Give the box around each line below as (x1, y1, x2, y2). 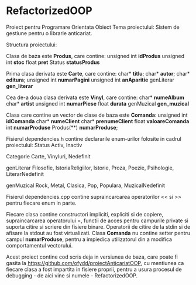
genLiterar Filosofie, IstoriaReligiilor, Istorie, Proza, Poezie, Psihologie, (6, 164, 174, 171)
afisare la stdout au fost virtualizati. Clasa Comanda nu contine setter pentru (6, 229, 191, 236)
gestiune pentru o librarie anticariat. (6, 29, 92, 36)
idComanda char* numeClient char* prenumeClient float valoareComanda (6, 117, 190, 124)
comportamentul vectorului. (6, 242, 73, 249)
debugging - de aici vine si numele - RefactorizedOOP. (6, 272, 138, 279)
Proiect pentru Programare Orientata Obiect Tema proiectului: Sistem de (6, 23, 180, 30)
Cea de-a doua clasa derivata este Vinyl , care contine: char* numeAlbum (6, 94, 184, 101)
